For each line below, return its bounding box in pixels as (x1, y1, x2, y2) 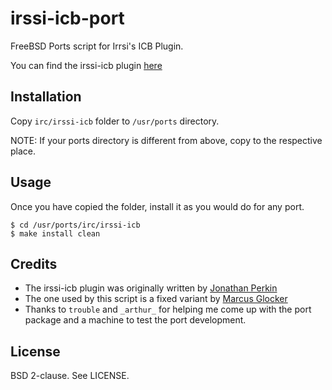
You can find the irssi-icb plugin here (10, 59, 163, 71)
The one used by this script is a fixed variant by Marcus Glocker (24, 293, 288, 305)
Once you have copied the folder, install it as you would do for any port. (10, 200, 305, 212)
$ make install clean (10, 228, 101, 239)
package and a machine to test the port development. (24, 314, 247, 326)
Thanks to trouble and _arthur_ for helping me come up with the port (24, 303, 312, 316)
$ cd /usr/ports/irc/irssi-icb (10, 220, 141, 230)
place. (10, 145, 37, 157)
